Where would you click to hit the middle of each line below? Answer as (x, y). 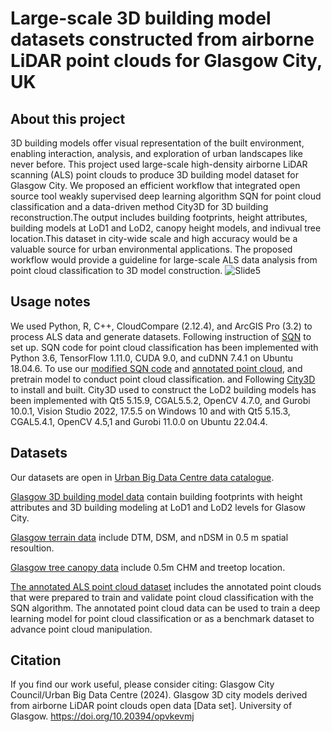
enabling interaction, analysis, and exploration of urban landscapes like (157, 153)
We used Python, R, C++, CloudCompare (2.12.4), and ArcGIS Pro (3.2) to (161, 326)
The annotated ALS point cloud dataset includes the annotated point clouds (166, 586)
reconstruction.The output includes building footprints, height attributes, (159, 217)
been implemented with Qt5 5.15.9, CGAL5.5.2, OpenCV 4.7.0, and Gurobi (160, 400)
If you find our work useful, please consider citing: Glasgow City (142, 684)
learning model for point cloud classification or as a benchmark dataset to (162, 618)
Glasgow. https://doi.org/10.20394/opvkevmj (102, 716)
